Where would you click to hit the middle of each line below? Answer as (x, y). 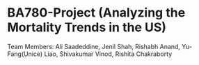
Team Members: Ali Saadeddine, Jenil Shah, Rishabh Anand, (94, 46)
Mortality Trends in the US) (87, 27)
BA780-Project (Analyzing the (96, 13)
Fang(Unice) (25, 54)
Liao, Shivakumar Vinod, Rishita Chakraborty (108, 54)
